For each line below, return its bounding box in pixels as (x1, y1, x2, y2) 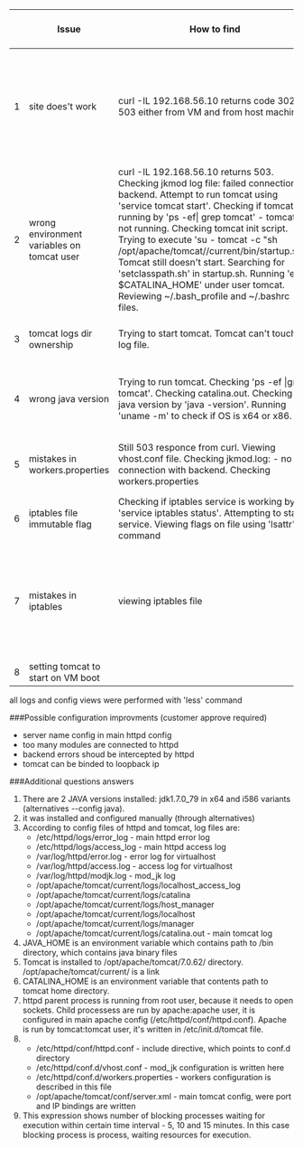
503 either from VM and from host (118, 106, 264, 118)
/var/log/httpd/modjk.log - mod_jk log (35, 871, 176, 881)
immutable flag (28, 518, 92, 530)
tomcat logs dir (28, 327, 93, 340)
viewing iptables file (118, 595, 203, 607)
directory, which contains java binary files (22, 948, 178, 957)
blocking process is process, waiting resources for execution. (22, 1129, 252, 1140)
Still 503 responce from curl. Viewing (118, 442, 277, 453)
